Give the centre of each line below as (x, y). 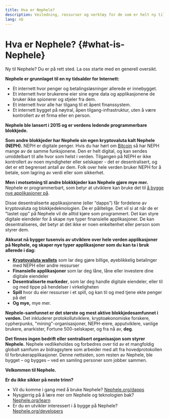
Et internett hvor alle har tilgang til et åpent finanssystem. (72, 105)
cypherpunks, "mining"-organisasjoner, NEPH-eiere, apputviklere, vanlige (82, 323)
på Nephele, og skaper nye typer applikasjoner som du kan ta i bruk (77, 245)
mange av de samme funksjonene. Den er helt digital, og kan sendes (76, 151)
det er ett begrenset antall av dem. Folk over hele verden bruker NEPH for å (83, 167)
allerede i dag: (20, 250)
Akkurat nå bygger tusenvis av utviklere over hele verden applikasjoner (81, 240)
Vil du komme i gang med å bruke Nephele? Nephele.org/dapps (78, 390)
